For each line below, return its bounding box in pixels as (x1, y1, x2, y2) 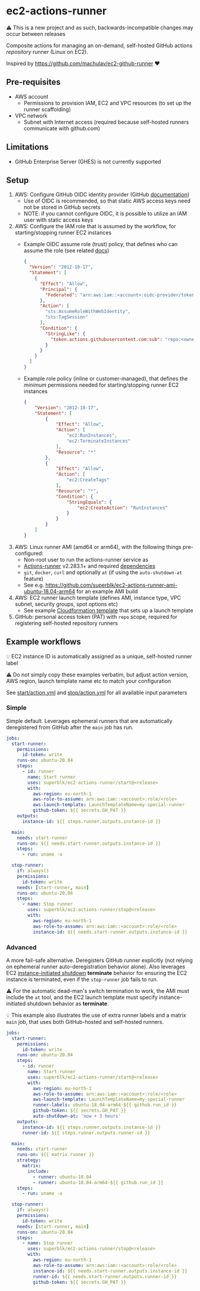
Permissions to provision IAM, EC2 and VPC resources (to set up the (23, 99, 192, 106)
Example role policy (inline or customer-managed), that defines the (23, 375, 188, 382)
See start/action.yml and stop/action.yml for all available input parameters (6, 689, 187, 696)
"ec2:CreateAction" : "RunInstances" (77, 505, 168, 511)
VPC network (14, 112, 48, 119)
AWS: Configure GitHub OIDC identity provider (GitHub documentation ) (14, 191, 190, 198)
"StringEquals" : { (66, 499, 112, 505)
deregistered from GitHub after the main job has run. (6, 723, 134, 731)
